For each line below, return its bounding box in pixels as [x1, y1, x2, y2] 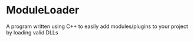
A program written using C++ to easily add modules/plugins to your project [6, 23, 189, 30]
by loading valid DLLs [6, 29, 58, 36]
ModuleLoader [6, 3, 80, 17]
